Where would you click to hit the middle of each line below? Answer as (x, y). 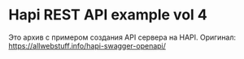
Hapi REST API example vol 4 (108, 15)
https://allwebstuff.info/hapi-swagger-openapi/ (87, 45)
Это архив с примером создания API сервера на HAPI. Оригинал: (122, 37)
